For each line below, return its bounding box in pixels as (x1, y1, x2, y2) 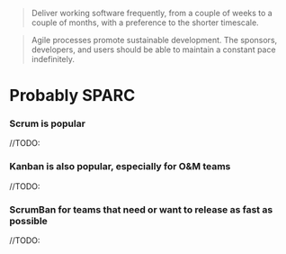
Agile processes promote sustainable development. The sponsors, (31, 35, 278, 45)
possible (9, 214, 48, 227)
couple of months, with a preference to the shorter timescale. (31, 17, 259, 28)
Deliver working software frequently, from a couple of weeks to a (31, 8, 273, 18)
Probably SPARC (9, 86, 136, 106)
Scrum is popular (9, 117, 85, 130)
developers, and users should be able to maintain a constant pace (31, 44, 276, 55)
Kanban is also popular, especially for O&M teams (9, 160, 231, 173)
